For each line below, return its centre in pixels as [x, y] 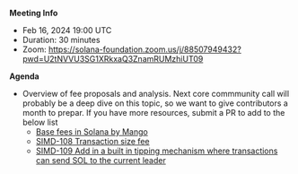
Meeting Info [34, 13]
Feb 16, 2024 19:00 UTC [67, 30]
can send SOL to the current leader [101, 160]
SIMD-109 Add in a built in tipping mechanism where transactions [157, 151]
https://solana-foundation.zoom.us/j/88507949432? [145, 49]
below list [40, 122]
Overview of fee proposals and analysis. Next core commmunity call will [156, 94]
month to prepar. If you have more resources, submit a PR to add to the [153, 113]
